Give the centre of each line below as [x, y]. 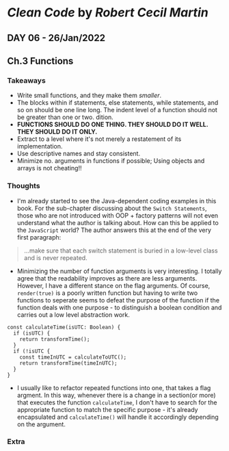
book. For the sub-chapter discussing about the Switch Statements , [112, 208]
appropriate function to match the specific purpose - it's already [107, 409]
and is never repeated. [55, 257]
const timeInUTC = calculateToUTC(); [73, 357]
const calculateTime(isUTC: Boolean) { [64, 327]
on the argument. [41, 424]
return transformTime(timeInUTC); [68, 363]
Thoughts [24, 186]
